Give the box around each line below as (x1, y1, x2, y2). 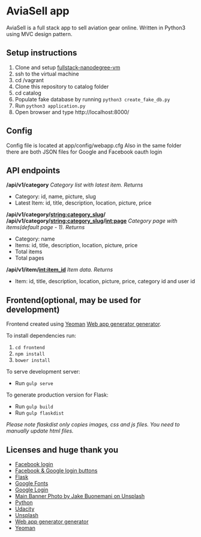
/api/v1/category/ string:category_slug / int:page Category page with (6, 217, 178, 224)
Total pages (14, 254, 44, 262)
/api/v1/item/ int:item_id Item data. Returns (6, 266, 113, 274)
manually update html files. (6, 427, 74, 434)
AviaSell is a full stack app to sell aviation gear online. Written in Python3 (6, 24, 186, 31)
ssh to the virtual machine (14, 70, 79, 77)
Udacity (14, 505, 35, 512)
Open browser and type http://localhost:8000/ (14, 108, 130, 115)
